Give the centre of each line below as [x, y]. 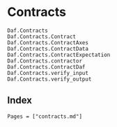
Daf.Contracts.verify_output [49, 79]
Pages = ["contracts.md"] [45, 116]
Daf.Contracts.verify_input [48, 73]
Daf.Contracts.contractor [45, 61]
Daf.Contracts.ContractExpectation [59, 55]
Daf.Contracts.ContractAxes [48, 42]
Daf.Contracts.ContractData [48, 49]
